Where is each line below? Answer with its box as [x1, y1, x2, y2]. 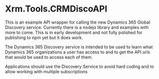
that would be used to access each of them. [5, 54, 93, 60]
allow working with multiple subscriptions [5, 68, 88, 74]
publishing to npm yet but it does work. [5, 35, 83, 40]
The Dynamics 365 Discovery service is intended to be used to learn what [5, 44, 153, 50]
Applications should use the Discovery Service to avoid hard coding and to [5, 64, 154, 69]
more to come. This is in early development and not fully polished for [5, 29, 143, 35]
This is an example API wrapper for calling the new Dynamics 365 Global [5, 19, 150, 25]
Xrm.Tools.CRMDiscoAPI [5, 3, 108, 14]
